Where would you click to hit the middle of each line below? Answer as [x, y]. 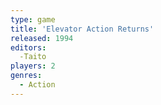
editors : [28, 47]
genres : [26, 76]
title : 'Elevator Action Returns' [82, 29]
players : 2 [33, 66]
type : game [33, 19]
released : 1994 [42, 38]
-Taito [33, 57]
